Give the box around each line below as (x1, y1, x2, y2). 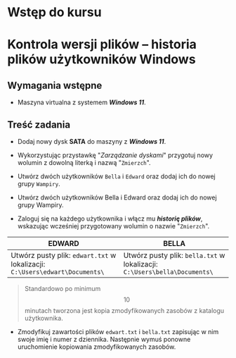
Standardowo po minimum (24, 285, 101, 292)
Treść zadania (7, 118, 71, 130)
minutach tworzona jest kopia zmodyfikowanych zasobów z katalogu (24, 307, 225, 314)
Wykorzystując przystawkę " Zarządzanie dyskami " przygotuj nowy (17, 151, 213, 159)
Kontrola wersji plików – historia (7, 37, 197, 53)
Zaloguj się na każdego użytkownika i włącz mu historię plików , (17, 214, 203, 223)
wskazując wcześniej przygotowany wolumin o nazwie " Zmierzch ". (17, 222, 210, 230)
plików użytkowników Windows (7, 51, 196, 68)
